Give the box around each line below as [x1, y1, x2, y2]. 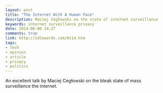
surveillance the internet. [5, 83, 58, 89]
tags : [5, 40, 17, 45]
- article [5, 54, 26, 60]
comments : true [5, 31, 38, 36]
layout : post [5, 7, 33, 13]
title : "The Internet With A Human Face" [5, 12, 95, 17]
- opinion [5, 50, 26, 55]
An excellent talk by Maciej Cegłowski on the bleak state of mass [5, 78, 142, 84]
